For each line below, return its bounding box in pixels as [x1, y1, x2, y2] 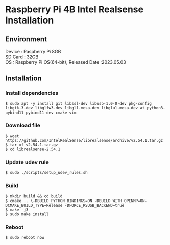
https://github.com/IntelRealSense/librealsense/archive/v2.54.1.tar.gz [5, 138, 163, 143]
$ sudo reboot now [5, 235, 44, 240]
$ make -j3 [5, 207, 29, 212]
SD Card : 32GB [5, 54, 39, 60]
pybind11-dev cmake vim [26, 110, 77, 115]
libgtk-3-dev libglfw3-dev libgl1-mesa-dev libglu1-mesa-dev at [5, 105, 145, 110]
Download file [5, 122, 41, 129]
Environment [5, 35, 47, 43]
